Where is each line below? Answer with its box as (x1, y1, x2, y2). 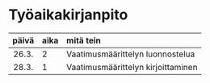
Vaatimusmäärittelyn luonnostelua (65, 48, 195, 60)
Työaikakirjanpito (8, 6, 128, 24)
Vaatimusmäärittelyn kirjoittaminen (65, 61, 198, 73)
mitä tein (65, 35, 101, 46)
